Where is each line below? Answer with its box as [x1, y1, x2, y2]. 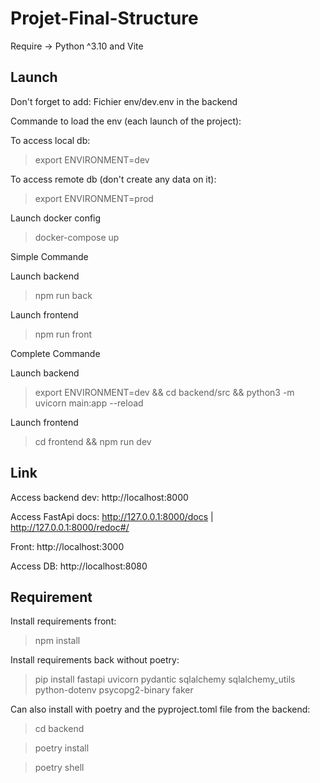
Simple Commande [10, 250, 89, 262]
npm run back [34, 289, 93, 301]
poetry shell [34, 762, 85, 774]
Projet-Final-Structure [10, 7, 199, 30]
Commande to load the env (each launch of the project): [10, 115, 242, 127]
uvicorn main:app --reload [34, 397, 144, 409]
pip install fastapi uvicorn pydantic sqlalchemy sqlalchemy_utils [34, 673, 296, 686]
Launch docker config [10, 212, 102, 224]
